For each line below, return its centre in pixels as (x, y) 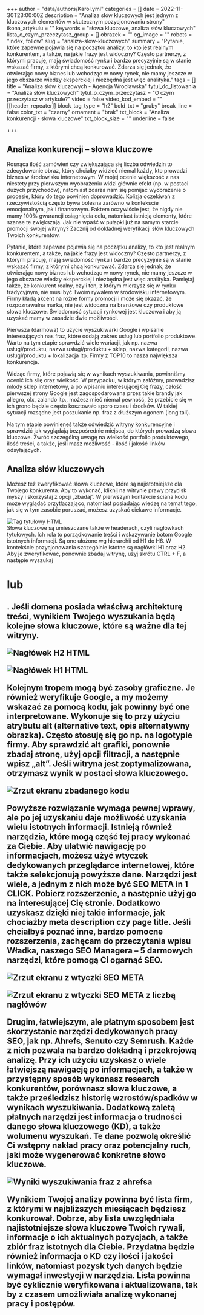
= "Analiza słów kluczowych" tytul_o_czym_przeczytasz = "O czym (90, 93)
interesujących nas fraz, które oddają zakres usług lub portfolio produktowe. (102, 336)
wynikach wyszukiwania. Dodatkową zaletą (91, 1107)
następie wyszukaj (30, 560)
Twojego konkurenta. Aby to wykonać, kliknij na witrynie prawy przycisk (97, 490)
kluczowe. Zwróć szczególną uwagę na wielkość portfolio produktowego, (98, 437)
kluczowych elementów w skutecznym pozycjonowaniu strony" (86, 22)
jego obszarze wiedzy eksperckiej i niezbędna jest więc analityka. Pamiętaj (100, 279)
